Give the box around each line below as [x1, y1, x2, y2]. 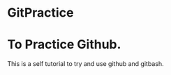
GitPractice [7, 5, 74, 21]
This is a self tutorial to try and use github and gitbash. [7, 60, 164, 68]
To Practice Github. [7, 37, 121, 53]
